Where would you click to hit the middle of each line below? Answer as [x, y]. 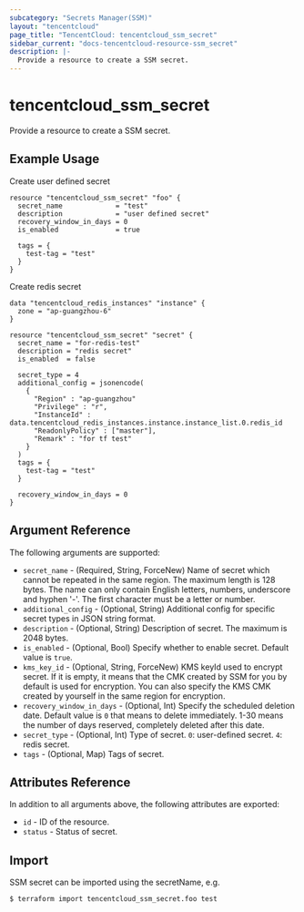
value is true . [47, 657]
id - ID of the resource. [66, 822]
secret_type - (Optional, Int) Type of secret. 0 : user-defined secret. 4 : [152, 734]
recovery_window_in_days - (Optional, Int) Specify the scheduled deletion [159, 705]
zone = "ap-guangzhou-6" [65, 311]
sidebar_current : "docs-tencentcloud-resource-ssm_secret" [124, 43]
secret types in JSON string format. [89, 618]
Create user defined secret [60, 181]
